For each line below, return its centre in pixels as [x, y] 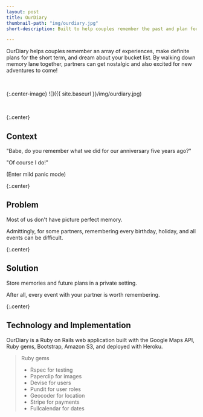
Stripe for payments [55, 402]
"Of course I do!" [27, 163]
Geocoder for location [57, 395]
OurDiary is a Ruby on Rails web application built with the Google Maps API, [100, 340]
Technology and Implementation [69, 325]
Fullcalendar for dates [57, 408]
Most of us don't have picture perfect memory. [64, 219]
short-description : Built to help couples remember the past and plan [97, 29]
